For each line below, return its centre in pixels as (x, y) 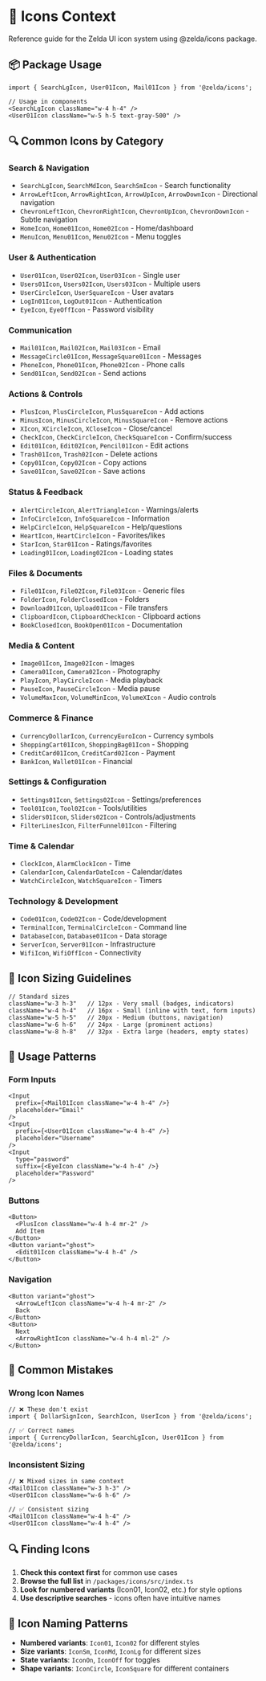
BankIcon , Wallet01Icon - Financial (76, 761)
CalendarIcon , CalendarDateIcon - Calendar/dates (101, 872)
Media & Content (42, 645)
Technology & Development (63, 902)
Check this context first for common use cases (99, 1573)
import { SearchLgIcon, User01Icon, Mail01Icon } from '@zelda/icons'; (130, 88)
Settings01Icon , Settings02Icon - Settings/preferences (111, 800)
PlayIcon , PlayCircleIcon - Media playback (91, 680)
